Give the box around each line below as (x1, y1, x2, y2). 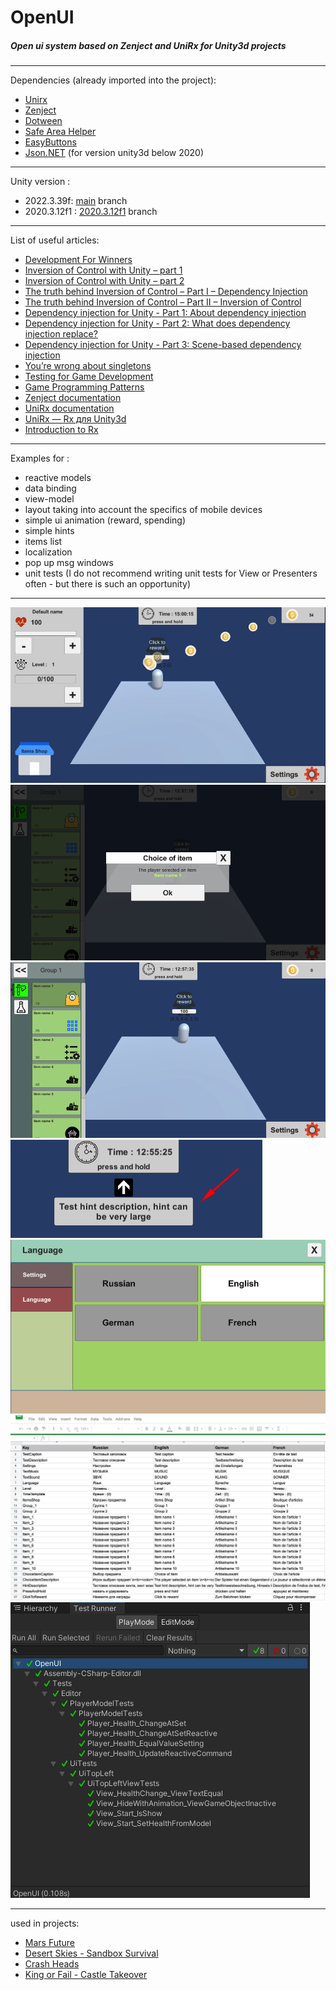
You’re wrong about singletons (24, 360, 152, 372)
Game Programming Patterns (24, 381, 145, 393)
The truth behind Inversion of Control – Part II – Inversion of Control (24, 296, 302, 308)
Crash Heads (24, 1958, 80, 1970)
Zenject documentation (24, 392, 122, 404)
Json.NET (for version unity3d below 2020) (24, 147, 205, 159)
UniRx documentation (24, 402, 115, 415)
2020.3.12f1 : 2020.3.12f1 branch (24, 206, 158, 218)
